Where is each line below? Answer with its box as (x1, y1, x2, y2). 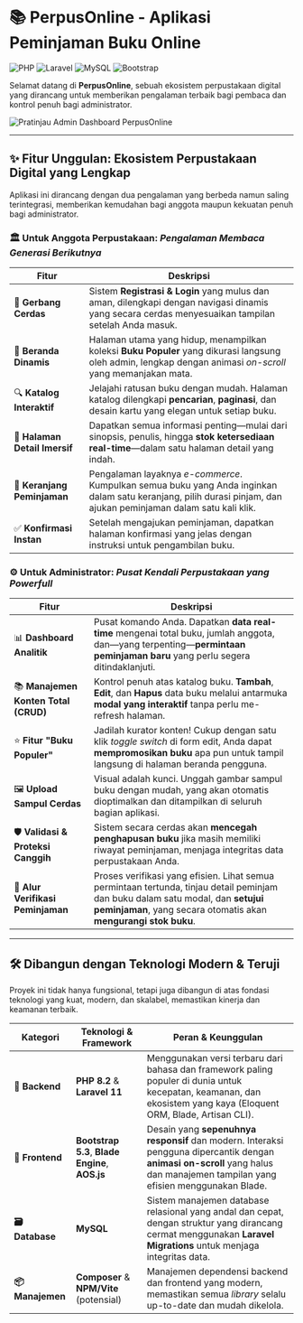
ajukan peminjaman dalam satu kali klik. (88, 502, 257, 515)
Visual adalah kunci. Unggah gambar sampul (93, 773, 282, 786)
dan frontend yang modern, (146, 1277, 263, 1290)
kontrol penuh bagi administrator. (9, 98, 133, 109)
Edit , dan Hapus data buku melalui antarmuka (93, 687, 288, 700)
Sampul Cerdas (14, 797, 81, 809)
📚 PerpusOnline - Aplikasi (9, 7, 212, 28)
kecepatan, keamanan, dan (146, 1085, 262, 1098)
